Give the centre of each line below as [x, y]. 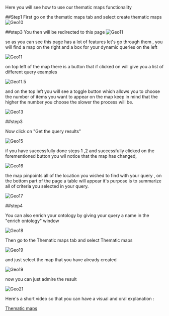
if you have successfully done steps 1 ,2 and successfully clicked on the [80, 151]
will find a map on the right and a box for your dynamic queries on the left [81, 47]
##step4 [14, 206]
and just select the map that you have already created [61, 260]
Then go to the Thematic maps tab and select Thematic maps [69, 240]
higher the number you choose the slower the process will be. [69, 102]
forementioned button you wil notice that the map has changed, [71, 156]
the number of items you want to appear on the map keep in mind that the [81, 97]
